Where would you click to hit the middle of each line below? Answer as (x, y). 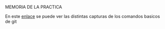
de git (11, 22)
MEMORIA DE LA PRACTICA (34, 7)
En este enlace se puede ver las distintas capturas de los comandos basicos (82, 16)
